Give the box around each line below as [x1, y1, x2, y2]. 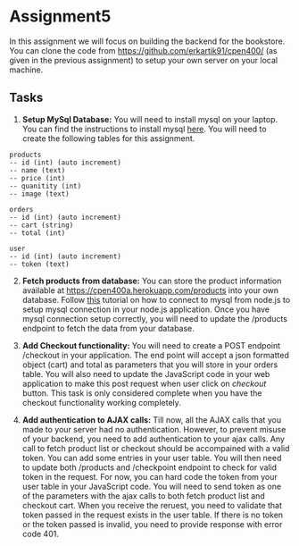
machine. [9, 64, 44, 75]
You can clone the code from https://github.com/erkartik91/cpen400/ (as [9, 45, 278, 55]
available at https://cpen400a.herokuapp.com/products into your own [21, 284, 279, 296]
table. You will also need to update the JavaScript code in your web [21, 368, 270, 379]
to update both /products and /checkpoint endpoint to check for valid [21, 462, 278, 473]
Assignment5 [9, 6, 112, 27]
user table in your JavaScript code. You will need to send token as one [21, 481, 282, 491]
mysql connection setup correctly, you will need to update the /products [21, 313, 288, 323]
